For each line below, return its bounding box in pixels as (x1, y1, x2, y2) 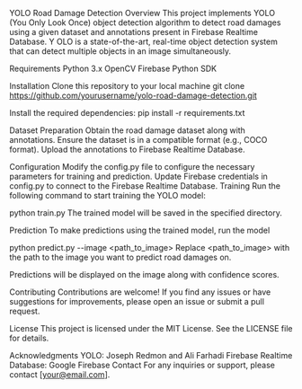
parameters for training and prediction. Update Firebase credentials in (9, 171, 268, 181)
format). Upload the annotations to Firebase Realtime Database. (9, 144, 245, 155)
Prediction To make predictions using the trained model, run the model (9, 225, 271, 235)
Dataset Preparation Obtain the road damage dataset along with (9, 125, 245, 136)
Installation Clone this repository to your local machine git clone (9, 81, 245, 91)
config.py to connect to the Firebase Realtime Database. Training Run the (9, 181, 281, 191)
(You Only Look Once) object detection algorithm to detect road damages (9, 17, 281, 28)
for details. (9, 332, 49, 343)
